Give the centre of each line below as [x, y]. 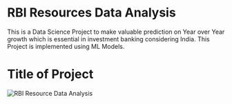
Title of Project [50, 74]
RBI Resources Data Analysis [91, 13]
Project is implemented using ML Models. [66, 46]
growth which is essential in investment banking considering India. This [109, 39]
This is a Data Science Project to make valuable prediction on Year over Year [116, 32]
